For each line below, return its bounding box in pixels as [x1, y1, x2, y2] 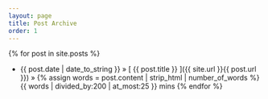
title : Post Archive [8, 19, 78, 27]
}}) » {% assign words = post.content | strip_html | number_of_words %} [19, 73, 260, 83]
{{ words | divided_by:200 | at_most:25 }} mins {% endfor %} [19, 81, 223, 91]
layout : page [8, 11, 52, 20]
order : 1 [8, 27, 38, 35]
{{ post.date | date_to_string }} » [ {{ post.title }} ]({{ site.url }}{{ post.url [19, 64, 257, 74]
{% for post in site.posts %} [8, 49, 101, 59]
